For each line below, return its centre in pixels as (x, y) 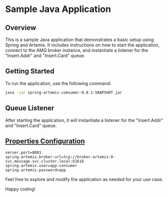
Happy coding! (21, 189)
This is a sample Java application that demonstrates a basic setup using (79, 39)
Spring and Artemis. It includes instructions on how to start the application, (82, 45)
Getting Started (30, 71)
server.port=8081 (23, 153)
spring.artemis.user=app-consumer (41, 166)
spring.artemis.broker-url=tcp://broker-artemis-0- (60, 157)
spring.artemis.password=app (36, 170)
